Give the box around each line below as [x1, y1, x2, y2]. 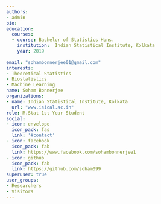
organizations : [6, 93, 45, 99]
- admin [6, 14, 26, 21]
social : [6, 115, 26, 121]
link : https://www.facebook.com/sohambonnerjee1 [11, 149, 136, 155]
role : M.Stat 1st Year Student [6, 110, 85, 116]
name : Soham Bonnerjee [6, 88, 63, 94]
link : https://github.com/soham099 [11, 166, 101, 172]
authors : [6, 8, 28, 15]
